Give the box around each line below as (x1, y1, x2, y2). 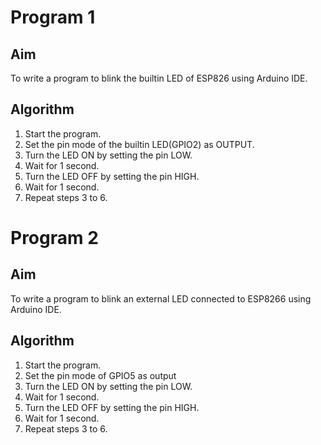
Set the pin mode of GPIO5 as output (24, 369, 177, 381)
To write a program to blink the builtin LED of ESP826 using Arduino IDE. (10, 72, 308, 84)
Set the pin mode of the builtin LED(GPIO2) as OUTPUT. (24, 138, 255, 150)
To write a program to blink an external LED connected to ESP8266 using (10, 292, 312, 305)
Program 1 (10, 6, 96, 29)
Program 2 (10, 227, 99, 249)
